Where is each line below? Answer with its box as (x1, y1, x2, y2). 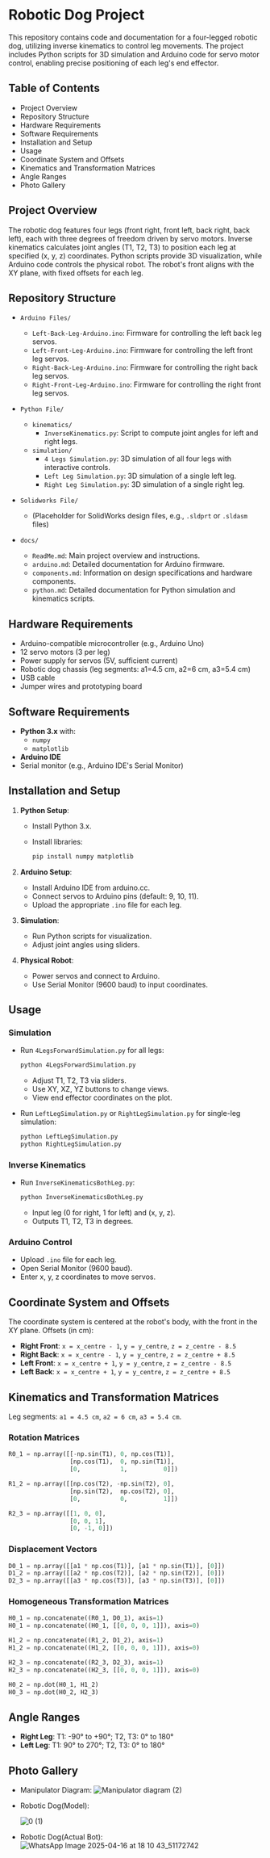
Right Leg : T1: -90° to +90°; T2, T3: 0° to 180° (19, 1732, 174, 1742)
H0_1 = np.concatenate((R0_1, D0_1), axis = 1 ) (8, 1614, 164, 1622)
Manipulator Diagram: (19, 1785, 93, 1795)
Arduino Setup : (19, 866, 73, 877)
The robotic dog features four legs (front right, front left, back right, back (8, 224, 251, 235)
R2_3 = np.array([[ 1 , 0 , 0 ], (8, 1509, 106, 1517)
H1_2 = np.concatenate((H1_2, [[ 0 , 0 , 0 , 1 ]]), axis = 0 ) (8, 1644, 200, 1652)
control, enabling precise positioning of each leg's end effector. (8, 58, 219, 68)
